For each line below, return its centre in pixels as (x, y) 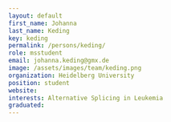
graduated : (26, 105)
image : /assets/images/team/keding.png (75, 68)
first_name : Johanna (43, 23)
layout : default (35, 16)
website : (23, 90)
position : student (39, 83)
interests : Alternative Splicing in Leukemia (85, 98)
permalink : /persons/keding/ (57, 46)
